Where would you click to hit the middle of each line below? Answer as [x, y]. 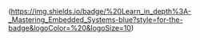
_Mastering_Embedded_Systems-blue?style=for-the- [96, 20]
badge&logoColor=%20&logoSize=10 [70, 28]
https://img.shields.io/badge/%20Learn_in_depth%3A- [101, 11]
